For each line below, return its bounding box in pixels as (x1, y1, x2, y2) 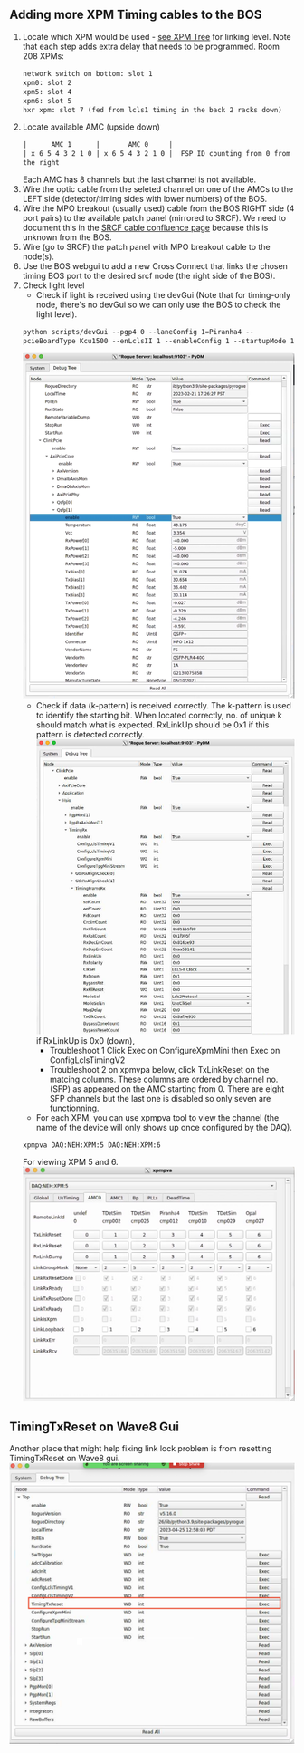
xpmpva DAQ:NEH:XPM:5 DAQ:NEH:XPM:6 (22, 1141, 161, 1150)
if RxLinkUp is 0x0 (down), (35, 1035, 136, 1046)
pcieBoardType (22, 336, 76, 345)
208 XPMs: (22, 50, 65, 62)
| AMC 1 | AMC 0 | (22, 140, 174, 149)
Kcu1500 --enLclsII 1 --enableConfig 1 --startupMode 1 (80, 336, 295, 345)
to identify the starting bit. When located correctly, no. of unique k (35, 710, 282, 721)
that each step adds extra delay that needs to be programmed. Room (22, 41, 280, 52)
